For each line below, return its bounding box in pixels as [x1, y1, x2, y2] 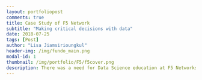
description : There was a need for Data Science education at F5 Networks [6, 64, 198, 71]
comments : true [6, 14, 44, 20]
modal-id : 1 [6, 54, 36, 60]
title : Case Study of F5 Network [6, 20, 90, 26]
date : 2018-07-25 [6, 31, 50, 37]
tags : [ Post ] [6, 37, 39, 43]
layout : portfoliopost [6, 8, 63, 15]
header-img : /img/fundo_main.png [6, 48, 90, 54]
